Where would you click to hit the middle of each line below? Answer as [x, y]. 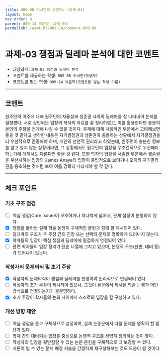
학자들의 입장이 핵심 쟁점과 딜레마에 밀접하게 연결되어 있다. [69, 240]
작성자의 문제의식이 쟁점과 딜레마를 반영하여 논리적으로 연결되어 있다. [79, 279]
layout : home [19, 14]
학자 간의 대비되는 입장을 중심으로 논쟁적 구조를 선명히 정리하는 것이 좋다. [83, 336]
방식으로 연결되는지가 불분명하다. [44, 291]
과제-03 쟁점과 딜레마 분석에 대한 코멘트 [82, 55]
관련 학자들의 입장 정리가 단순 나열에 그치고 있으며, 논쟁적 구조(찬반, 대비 [83, 246]
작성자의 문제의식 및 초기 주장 [38, 267]
